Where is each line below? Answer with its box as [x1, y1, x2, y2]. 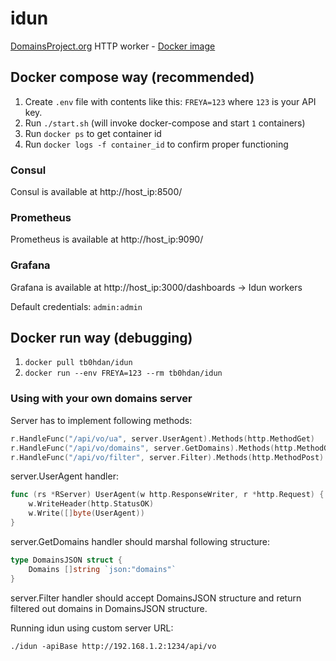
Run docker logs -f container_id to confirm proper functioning [24, 138, 289, 150]
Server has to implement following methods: [10, 414, 193, 426]
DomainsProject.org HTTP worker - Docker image [10, 40, 216, 52]
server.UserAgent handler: [10, 470, 119, 482]
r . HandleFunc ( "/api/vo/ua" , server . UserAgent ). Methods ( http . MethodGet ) [10, 433, 315, 444]
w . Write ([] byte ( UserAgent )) [28, 508, 145, 519]
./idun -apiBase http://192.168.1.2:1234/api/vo [10, 641, 217, 651]
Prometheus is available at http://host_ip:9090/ [10, 233, 204, 246]
